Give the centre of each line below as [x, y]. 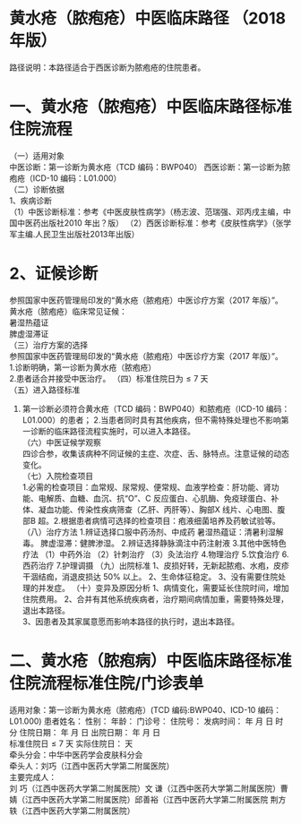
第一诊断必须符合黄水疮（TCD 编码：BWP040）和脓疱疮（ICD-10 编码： [156, 408]
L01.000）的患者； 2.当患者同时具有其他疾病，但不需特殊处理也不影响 [151, 420]
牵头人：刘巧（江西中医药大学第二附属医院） [92, 766]
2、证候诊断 [54, 274]
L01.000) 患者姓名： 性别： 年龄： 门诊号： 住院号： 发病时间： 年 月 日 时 [146, 721]
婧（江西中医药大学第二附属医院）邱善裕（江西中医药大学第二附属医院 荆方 [148, 799]
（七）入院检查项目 [58, 476]
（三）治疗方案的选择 [48, 345]
